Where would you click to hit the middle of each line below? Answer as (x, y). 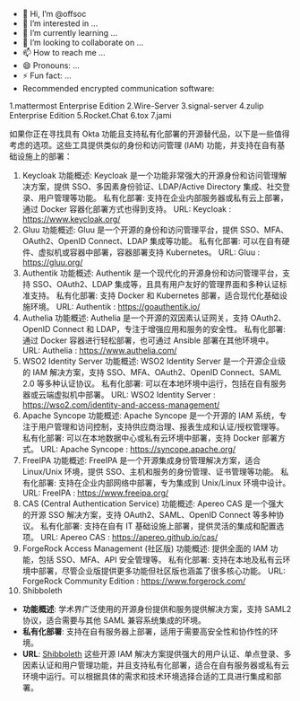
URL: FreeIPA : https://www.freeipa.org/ (95, 493)
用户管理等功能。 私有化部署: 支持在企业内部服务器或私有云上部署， (163, 198)
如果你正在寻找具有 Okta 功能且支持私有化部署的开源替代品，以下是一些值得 (150, 134)
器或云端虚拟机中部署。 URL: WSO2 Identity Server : (119, 394)
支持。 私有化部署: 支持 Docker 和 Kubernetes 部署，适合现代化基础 (155, 295)
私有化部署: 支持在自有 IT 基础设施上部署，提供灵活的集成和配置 (158, 526)
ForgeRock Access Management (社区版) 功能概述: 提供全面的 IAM (145, 548)
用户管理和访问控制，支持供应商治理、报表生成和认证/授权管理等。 (161, 427)
